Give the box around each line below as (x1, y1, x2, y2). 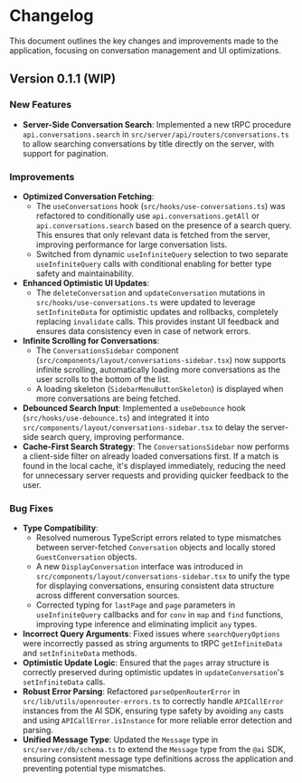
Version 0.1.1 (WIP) (9, 72, 116, 87)
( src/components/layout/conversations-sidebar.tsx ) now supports (35, 354, 287, 365)
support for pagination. (22, 148, 109, 158)
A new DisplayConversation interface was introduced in (35, 561, 243, 572)
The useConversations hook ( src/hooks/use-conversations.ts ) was (35, 200, 286, 211)
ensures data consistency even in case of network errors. (35, 325, 251, 336)
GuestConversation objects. (35, 551, 137, 562)
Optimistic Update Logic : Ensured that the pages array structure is (22, 657, 269, 668)
